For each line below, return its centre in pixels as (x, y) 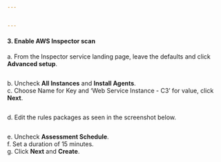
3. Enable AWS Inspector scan (51, 41)
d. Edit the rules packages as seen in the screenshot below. (92, 117)
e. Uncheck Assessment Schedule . (58, 136)
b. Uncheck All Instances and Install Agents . (71, 83)
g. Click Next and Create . (44, 151)
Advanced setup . (32, 63)
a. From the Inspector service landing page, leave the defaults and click (109, 57)
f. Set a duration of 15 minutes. (51, 144)
